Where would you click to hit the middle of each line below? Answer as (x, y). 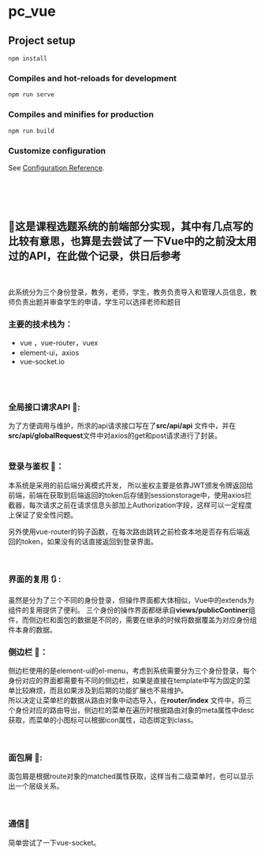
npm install (28, 58)
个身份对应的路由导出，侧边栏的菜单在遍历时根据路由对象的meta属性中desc (131, 710)
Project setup (42, 41)
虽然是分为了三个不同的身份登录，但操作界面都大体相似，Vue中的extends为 (131, 600)
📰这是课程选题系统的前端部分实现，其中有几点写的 (131, 227)
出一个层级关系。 (36, 786)
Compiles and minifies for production (81, 114)
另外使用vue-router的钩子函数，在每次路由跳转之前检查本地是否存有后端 (126, 532)
